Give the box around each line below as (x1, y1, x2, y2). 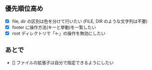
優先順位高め (5, 4, 43, 13)
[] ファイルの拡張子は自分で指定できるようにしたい (12, 59, 114, 65)
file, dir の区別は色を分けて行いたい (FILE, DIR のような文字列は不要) (12, 18, 148, 24)
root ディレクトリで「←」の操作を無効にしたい (12, 30, 106, 36)
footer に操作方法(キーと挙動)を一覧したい (12, 24, 97, 30)
